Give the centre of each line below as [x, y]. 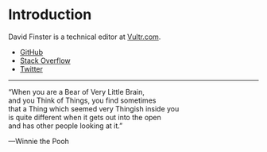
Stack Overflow [45, 60]
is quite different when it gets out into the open [85, 117]
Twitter [31, 68]
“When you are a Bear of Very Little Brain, [77, 92]
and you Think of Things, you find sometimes [82, 100]
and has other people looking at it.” [66, 126]
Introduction [50, 15]
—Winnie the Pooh [39, 141]
